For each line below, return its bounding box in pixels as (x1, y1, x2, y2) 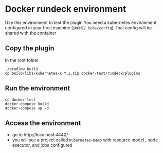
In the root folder (5, 57, 39, 63)
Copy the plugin (5, 44, 54, 52)
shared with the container (5, 30, 57, 36)
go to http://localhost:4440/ (12, 132, 68, 138)
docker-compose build (5, 101, 49, 106)
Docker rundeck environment (5, 3, 127, 15)
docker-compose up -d (5, 106, 49, 110)
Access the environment (5, 119, 81, 127)
